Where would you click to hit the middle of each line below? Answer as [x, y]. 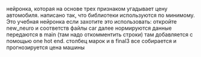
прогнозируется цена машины [45, 47]
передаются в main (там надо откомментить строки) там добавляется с [100, 35]
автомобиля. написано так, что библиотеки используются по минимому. [101, 15]
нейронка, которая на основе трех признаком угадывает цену [87, 9]
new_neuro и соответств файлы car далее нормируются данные [89, 28]
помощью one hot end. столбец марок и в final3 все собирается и [91, 41]
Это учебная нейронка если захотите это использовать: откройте [92, 22]
